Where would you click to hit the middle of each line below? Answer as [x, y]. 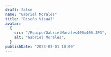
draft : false [19, 10]
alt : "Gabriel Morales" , [40, 38]
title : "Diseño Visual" [30, 19]
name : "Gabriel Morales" [31, 14]
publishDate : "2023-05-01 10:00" [40, 47]
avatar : [13, 24]
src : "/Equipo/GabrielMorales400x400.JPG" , [61, 33]
